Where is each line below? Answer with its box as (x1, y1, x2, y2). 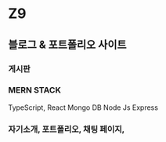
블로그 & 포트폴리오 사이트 (8, 38, 127, 51)
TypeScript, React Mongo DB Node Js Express (8, 103, 159, 112)
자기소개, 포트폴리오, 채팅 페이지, (8, 123, 125, 134)
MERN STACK (8, 85, 61, 96)
